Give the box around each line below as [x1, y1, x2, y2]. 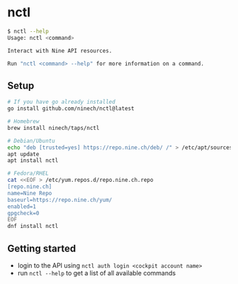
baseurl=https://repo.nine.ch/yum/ [7, 196, 113, 203]
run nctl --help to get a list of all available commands [17, 268, 176, 277]
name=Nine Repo [7, 190, 52, 197]
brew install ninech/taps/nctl [7, 124, 100, 131]
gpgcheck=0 [7, 209, 40, 217]
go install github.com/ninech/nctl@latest [7, 105, 135, 112]
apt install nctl [7, 157, 59, 164]
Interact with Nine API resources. [7, 47, 113, 54]
